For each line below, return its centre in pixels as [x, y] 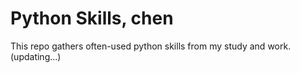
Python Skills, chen [92, 18]
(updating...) [36, 56]
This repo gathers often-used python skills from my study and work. [151, 46]
